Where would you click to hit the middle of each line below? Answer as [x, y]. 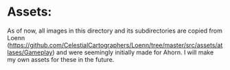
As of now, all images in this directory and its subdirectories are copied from [115, 31]
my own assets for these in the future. [61, 59]
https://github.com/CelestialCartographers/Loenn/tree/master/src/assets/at [116, 45]
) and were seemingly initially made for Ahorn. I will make [133, 52]
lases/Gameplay [30, 52]
